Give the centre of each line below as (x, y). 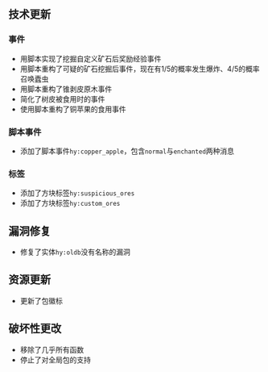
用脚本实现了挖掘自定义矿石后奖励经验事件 (91, 58)
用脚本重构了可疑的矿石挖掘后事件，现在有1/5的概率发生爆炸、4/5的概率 (140, 69)
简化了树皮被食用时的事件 (62, 98)
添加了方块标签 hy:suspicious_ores (77, 193)
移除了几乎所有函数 (52, 349)
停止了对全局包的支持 (55, 359)
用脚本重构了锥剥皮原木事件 (66, 89)
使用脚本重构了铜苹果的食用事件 (73, 109)
